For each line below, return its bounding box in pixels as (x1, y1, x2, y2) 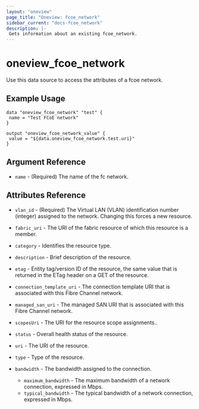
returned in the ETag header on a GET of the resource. (14, 271, 149, 278)
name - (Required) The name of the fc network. (14, 173, 128, 180)
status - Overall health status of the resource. (14, 330, 128, 337)
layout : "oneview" (6, 8, 52, 15)
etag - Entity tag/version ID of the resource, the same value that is (14, 265, 177, 272)
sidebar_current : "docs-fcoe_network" (6, 20, 103, 26)
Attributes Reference (6, 190, 86, 201)
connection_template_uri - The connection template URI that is (14, 283, 170, 290)
